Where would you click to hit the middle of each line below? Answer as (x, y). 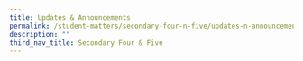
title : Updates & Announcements (70, 17)
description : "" (40, 34)
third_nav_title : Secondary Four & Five (87, 43)
